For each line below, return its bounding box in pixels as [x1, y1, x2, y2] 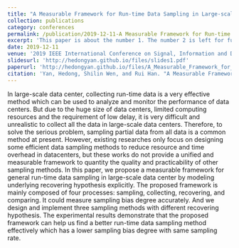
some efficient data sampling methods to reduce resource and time [7, 143, 205, 151]
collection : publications [7, 17, 84, 24]
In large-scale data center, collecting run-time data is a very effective [7, 90, 211, 98]
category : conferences [7, 24, 75, 31]
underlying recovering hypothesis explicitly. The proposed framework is [7, 180, 218, 189]
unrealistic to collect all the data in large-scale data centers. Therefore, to [7, 120, 223, 128]
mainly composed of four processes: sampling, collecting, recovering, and [7, 188, 225, 197]
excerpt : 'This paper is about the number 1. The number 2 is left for [7, 37, 224, 44]
